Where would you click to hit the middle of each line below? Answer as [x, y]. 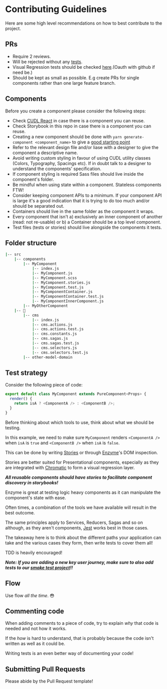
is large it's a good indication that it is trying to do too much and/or [81, 200]
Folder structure [31, 243]
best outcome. [20, 512]
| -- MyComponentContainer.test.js [68, 297]
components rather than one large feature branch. [64, 83]
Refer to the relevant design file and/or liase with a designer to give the [85, 147]
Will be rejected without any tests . [47, 62]
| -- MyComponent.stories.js [61, 283]
